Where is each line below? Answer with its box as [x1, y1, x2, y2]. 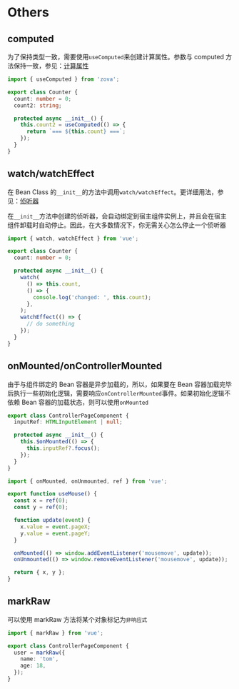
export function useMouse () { [7, 491, 98, 498]
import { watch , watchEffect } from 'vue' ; [7, 235, 139, 242]
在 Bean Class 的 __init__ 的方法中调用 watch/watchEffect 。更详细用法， [7, 187, 218, 196]
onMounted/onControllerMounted [7, 360, 163, 372]
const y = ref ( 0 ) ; [14, 504, 69, 511]
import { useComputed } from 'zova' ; [7, 76, 120, 83]
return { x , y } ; [14, 569, 66, 576]
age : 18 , [20, 662, 46, 670]
